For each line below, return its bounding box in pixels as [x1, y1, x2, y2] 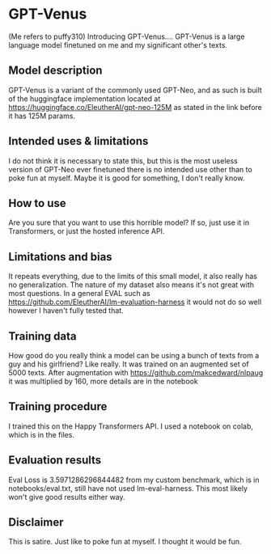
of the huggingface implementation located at [8, 94, 161, 104]
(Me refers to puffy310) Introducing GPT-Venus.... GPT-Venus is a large [8, 32, 245, 41]
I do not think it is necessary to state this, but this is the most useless [8, 155, 239, 166]
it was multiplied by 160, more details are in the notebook [8, 377, 198, 386]
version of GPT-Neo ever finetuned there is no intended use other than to [8, 164, 252, 174]
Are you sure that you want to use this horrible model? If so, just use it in [8, 218, 249, 227]
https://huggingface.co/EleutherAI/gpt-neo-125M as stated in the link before [8, 102, 263, 112]
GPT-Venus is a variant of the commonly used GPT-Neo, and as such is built [8, 85, 263, 95]
